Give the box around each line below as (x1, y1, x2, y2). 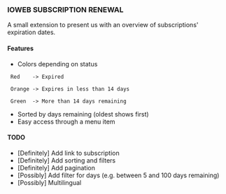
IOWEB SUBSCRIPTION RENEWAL (7, 5, 124, 15)
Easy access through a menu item (17, 117, 115, 126)
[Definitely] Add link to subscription (17, 149, 120, 157)
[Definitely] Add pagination (17, 163, 96, 172)
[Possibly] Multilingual (17, 178, 82, 186)
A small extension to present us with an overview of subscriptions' (7, 21, 199, 29)
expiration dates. (7, 28, 56, 36)
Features (7, 44, 34, 52)
